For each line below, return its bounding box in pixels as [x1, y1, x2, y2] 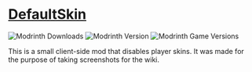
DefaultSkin [8, 5, 87, 23]
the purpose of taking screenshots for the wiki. [8, 55, 159, 64]
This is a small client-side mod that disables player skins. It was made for [8, 46, 245, 56]
